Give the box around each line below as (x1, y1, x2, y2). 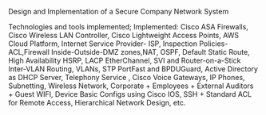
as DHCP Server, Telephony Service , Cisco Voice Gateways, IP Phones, (8, 73, 245, 82)
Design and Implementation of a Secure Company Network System (8, 7, 229, 16)
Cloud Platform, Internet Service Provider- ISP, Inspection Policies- (8, 39, 228, 48)
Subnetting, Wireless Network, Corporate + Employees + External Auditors (8, 81, 254, 90)
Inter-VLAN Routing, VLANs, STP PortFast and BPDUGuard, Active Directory (8, 64, 258, 74)
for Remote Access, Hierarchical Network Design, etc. (8, 98, 186, 107)
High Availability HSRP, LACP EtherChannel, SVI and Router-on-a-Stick (8, 56, 241, 65)
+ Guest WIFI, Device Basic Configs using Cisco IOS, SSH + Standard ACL (8, 90, 252, 98)
